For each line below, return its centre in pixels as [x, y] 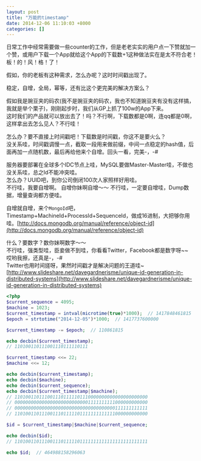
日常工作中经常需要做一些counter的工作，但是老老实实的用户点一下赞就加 [98, 47]
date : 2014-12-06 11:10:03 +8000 [49, 23]
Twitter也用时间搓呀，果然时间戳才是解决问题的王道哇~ [75, 266]
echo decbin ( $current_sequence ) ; [49, 386]
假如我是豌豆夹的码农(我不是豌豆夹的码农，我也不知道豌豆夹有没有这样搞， [101, 101]
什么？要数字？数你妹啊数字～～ [46, 243]
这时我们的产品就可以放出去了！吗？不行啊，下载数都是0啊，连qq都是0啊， [101, 116]
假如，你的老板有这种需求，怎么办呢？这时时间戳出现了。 [78, 75]
